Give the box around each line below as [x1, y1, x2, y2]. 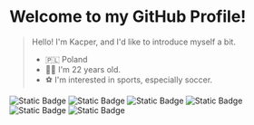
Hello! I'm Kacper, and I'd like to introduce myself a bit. [31, 36, 236, 47]
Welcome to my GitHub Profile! [9, 6, 247, 27]
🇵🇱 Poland [44, 53, 88, 64]
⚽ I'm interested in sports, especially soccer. [44, 74, 213, 85]
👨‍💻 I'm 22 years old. [44, 63, 121, 74]
